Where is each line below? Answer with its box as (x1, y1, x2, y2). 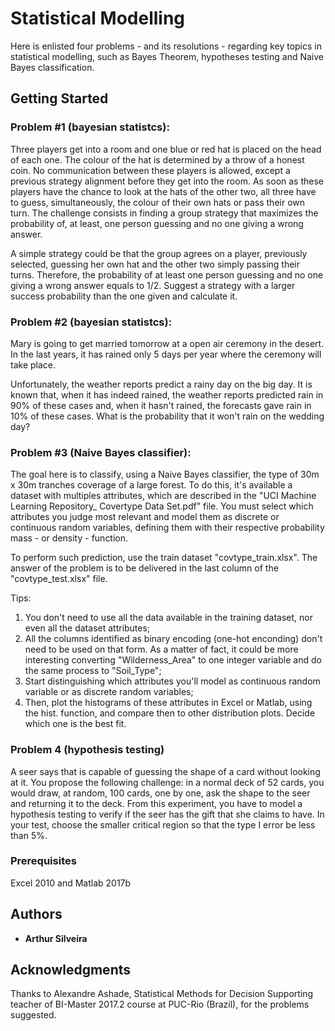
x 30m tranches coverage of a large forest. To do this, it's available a (10, 479, 293, 491)
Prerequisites (10, 854, 77, 868)
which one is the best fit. (24, 718, 127, 730)
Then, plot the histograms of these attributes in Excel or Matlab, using (24, 697, 313, 709)
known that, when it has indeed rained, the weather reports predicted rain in (10, 388, 324, 401)
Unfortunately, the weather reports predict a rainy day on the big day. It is (10, 378, 313, 390)
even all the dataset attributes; (24, 622, 151, 634)
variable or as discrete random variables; (24, 686, 194, 698)
